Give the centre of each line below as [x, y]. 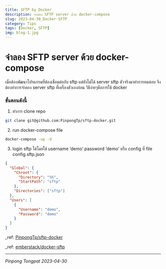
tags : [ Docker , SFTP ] [27, 28]
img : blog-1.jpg [22, 33]
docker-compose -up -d [28, 139]
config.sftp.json [28, 154]
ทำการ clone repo [29, 111]
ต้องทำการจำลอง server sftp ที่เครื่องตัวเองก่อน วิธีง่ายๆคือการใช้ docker [66, 87]
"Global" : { [22, 168]
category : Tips [21, 24]
